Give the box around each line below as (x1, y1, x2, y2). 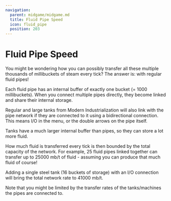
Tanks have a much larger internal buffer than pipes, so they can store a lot (5, 128, 164, 134)
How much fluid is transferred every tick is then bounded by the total (5, 143, 151, 149)
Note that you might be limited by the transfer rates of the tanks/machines (5, 185, 161, 191)
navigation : (5, 7, 31, 13)
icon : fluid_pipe (10, 21, 47, 27)
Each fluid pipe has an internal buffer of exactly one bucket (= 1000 (5, 86, 147, 93)
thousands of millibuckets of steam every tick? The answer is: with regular (5, 71, 162, 77)
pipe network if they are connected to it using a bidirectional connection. (5, 113, 159, 119)
